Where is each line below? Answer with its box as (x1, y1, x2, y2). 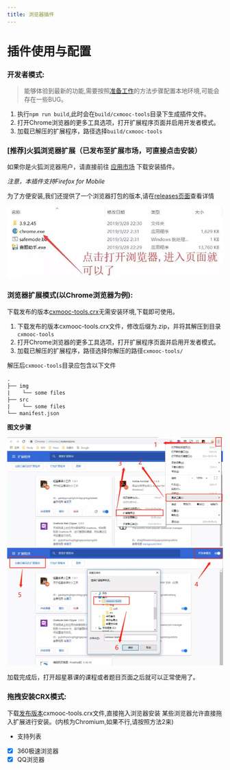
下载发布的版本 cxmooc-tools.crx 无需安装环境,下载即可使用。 (7, 307, 179, 316)
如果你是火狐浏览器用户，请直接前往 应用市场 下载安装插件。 (7, 163, 179, 171)
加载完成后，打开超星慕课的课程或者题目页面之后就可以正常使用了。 (7, 673, 199, 681)
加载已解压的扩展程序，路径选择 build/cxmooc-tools (16, 127, 163, 135)
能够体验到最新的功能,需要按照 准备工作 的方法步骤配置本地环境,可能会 (23, 86, 220, 95)
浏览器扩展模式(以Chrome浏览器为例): (7, 290, 133, 300)
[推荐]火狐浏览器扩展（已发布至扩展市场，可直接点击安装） (7, 146, 202, 156)
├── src (7, 396, 29, 403)
